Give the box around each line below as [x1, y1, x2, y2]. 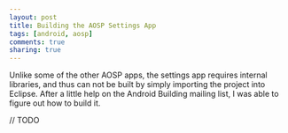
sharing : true [9, 46, 62, 55]
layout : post [9, 12, 58, 22]
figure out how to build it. [9, 98, 101, 108]
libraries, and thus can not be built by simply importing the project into [9, 79, 266, 90]
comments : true [9, 37, 66, 47]
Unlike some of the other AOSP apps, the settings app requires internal [9, 70, 268, 80]
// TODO [9, 115, 40, 126]
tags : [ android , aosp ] [9, 29, 93, 38]
